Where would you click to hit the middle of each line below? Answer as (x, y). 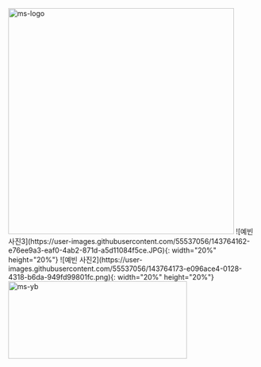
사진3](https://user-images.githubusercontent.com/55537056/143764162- (129, 241)
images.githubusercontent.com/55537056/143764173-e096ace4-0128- (125, 268)
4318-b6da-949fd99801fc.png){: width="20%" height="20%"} (111, 277)
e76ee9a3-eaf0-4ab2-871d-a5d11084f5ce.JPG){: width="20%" (112, 250)
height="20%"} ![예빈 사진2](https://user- (75, 260)
